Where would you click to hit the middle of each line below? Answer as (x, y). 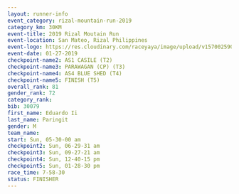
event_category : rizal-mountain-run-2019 (70, 21)
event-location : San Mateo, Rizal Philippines (78, 41)
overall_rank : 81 (33, 87)
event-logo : (25, 47)
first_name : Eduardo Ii (43, 113)
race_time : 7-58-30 (36, 172)
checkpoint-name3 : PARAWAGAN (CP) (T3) (67, 67)
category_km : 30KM (34, 27)
